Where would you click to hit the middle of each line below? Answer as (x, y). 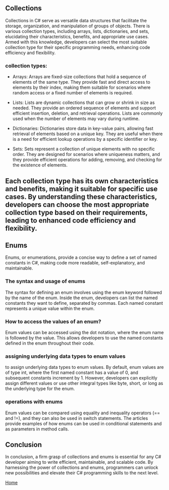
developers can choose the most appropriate (77, 205)
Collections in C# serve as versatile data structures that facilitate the (76, 20)
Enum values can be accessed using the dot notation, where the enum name (84, 332)
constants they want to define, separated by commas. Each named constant (84, 303)
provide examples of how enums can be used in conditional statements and (83, 423)
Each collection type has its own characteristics (82, 181)
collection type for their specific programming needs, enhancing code (78, 47)
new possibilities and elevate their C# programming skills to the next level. (82, 473)
